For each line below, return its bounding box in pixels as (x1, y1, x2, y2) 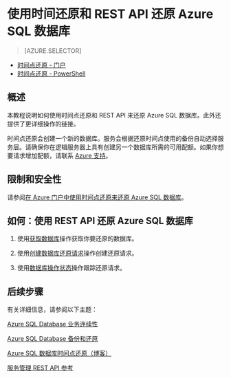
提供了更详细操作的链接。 (7, 120, 80, 128)
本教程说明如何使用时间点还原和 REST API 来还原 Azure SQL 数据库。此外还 (7, 111, 221, 119)
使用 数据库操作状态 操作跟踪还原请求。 (16, 264, 126, 272)
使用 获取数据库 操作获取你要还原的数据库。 (16, 234, 138, 243)
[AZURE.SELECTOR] (23, 46, 82, 55)
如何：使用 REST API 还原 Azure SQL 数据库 (7, 214, 194, 227)
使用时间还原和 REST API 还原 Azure (7, 6, 214, 22)
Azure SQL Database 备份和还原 (7, 335, 98, 343)
